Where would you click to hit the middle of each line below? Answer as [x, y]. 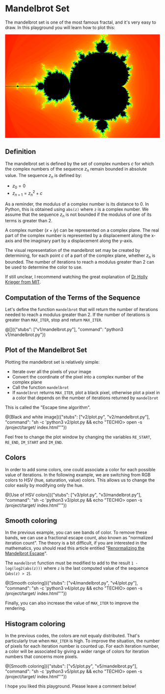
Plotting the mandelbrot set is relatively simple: [52, 362]
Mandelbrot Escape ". [26, 554]
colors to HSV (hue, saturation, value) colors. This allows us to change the [80, 480]
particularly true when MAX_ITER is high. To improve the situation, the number [82, 641]
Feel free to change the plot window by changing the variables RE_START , [78, 437]
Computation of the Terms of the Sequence [73, 297]
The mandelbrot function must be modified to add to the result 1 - [72, 563]
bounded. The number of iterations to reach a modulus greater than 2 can [80, 262]
